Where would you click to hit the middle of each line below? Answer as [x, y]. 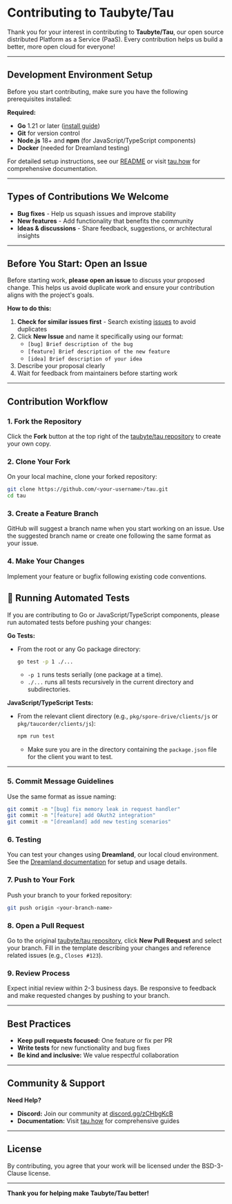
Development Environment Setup [80, 75]
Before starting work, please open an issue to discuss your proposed [106, 280]
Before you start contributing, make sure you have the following [98, 91]
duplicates [32, 329]
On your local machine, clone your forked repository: [82, 477]
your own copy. [29, 444]
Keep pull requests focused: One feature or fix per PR [95, 1041]
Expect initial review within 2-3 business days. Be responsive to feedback [112, 988]
